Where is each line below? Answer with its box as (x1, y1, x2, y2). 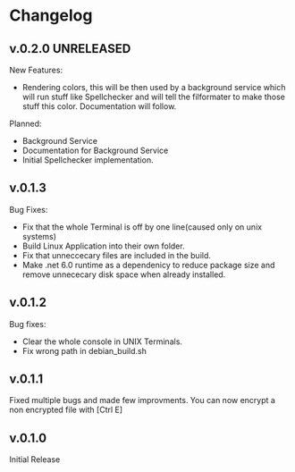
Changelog (9, 5, 93, 26)
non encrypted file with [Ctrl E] (9, 404, 123, 416)
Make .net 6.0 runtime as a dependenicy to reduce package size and (21, 259, 275, 270)
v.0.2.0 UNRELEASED (9, 41, 131, 56)
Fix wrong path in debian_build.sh (21, 345, 147, 356)
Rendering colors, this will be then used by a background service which (21, 82, 286, 92)
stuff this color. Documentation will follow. (21, 101, 177, 112)
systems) (21, 231, 56, 241)
